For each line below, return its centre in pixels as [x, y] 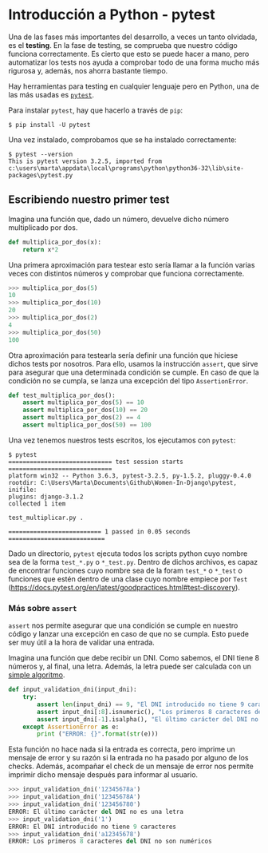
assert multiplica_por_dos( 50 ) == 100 [87, 425]
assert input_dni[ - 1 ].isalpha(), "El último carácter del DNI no [148, 719]
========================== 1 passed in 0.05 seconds [100, 532]
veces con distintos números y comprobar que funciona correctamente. [126, 273]
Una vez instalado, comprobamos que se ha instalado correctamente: [122, 139]
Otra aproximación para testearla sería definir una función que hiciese [123, 355]
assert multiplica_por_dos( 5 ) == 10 [84, 403]
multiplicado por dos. [43, 227]
